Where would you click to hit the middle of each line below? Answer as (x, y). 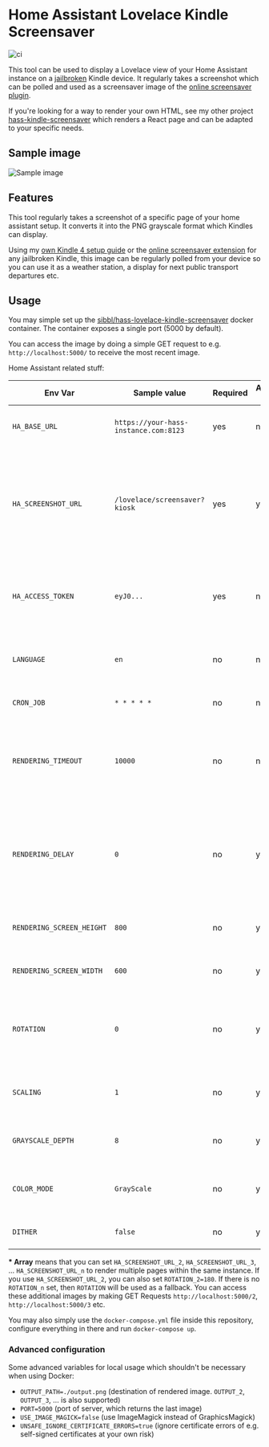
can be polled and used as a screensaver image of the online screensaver (130, 87)
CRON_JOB (29, 703)
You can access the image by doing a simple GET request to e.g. (115, 344)
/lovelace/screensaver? (160, 500)
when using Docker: (41, 1375)
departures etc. (34, 276)
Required (230, 393)
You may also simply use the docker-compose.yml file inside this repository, (131, 1320)
